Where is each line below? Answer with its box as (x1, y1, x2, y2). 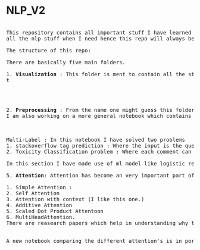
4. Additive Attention (6, 202, 73, 208)
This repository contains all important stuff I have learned (6, 29, 192, 36)
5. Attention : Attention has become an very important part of (6, 172, 195, 179)
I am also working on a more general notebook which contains (6, 112, 192, 119)
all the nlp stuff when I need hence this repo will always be (6, 35, 195, 42)
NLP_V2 (6, 4, 46, 17)
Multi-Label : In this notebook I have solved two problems (6, 136, 186, 143)
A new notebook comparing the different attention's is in (6, 237, 183, 244)
